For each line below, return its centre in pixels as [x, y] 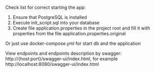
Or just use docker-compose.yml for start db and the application [73, 43]
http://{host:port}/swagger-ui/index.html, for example [62, 59]
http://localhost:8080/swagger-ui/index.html [52, 64]
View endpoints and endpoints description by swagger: [63, 53]
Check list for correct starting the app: [46, 7]
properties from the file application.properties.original [69, 33]
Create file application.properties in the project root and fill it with [81, 28]
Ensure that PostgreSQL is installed [50, 17]
